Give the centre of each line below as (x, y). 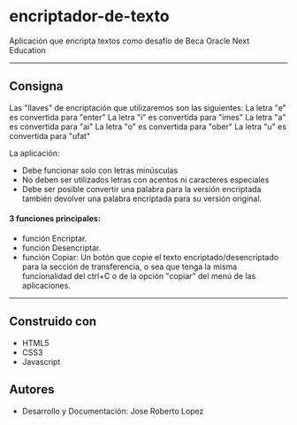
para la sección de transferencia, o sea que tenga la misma (129, 267)
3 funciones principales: (55, 219)
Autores (32, 390)
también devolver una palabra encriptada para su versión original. (142, 198)
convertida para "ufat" (50, 135)
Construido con (53, 322)
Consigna (36, 86)
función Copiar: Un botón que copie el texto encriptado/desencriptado (150, 257)
